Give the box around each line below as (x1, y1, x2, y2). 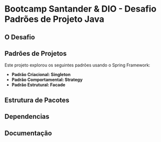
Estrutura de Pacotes (4, 96, 70, 104)
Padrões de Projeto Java (4, 14, 105, 25)
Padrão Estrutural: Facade (11, 82, 66, 88)
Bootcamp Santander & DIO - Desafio (4, 3, 157, 15)
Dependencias (4, 112, 49, 121)
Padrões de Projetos (4, 49, 67, 58)
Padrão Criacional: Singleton (11, 72, 71, 78)
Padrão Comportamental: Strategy (11, 77, 83, 83)
